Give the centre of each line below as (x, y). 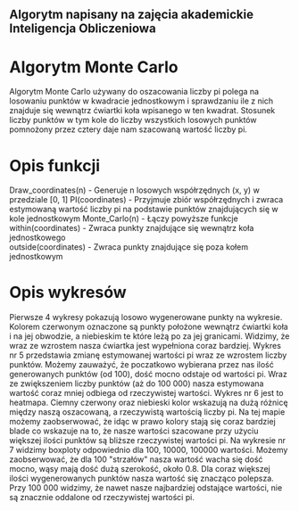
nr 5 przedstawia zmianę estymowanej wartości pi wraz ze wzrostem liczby (148, 355)
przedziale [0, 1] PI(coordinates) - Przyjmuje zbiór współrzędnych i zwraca (146, 200)
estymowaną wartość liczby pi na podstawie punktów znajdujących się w (144, 210)
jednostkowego (37, 238)
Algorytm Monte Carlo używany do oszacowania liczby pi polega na (134, 92)
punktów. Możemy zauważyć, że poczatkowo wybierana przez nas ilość (142, 365)
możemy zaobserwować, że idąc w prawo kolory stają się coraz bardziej (143, 422)
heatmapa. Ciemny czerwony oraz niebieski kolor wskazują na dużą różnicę (149, 403)
